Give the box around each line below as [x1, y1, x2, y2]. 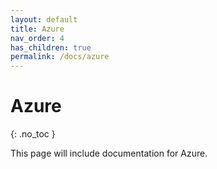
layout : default [10, 14, 78, 25]
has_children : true [10, 42, 92, 53]
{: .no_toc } [10, 128, 56, 140]
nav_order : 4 [10, 33, 65, 43]
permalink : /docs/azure [10, 52, 110, 62]
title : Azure [10, 24, 65, 34]
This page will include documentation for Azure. [10, 147, 208, 160]
